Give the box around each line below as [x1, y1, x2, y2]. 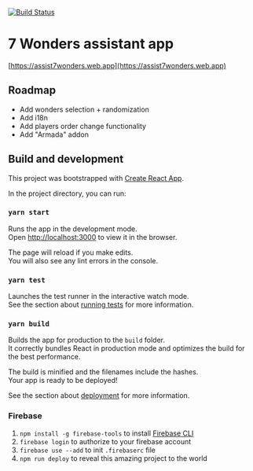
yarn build [8, 319, 49, 329]
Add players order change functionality [19, 121, 147, 131]
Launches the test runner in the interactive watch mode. [8, 292, 190, 301]
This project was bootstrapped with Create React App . [8, 173, 185, 182]
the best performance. [8, 352, 81, 362]
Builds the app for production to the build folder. [8, 335, 166, 345]
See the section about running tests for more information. [8, 300, 194, 310]
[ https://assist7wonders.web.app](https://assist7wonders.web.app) [8, 61, 226, 70]
